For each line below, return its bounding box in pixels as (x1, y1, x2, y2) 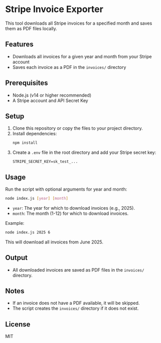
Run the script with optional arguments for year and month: (5, 186, 127, 192)
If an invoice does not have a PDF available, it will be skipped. (12, 300, 140, 306)
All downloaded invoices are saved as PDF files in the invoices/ (12, 267, 144, 273)
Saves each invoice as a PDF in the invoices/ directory (12, 64, 126, 70)
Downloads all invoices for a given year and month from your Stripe (12, 53, 152, 59)
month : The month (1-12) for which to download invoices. (12, 210, 129, 216)
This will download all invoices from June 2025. (5, 239, 104, 245)
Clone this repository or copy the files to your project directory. (12, 125, 143, 131)
